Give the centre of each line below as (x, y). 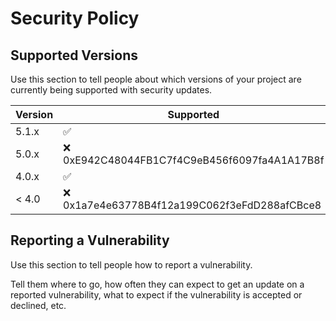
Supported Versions (74, 55)
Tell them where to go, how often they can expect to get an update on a (157, 284)
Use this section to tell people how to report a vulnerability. (131, 264)
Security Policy (75, 18)
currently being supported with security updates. (111, 90)
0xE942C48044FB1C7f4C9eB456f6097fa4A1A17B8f (194, 160)
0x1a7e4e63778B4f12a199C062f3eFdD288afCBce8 (192, 205)
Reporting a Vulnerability (90, 240)
